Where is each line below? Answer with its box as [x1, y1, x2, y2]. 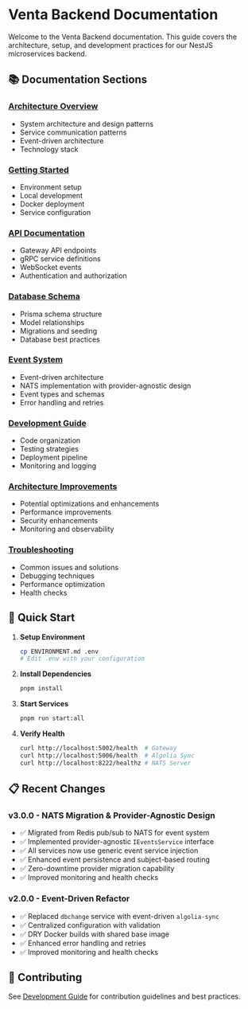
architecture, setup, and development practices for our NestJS [8, 40, 213, 49]
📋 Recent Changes [8, 782, 106, 796]
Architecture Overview [8, 101, 99, 112]
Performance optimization [19, 579, 106, 589]
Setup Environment [19, 632, 86, 642]
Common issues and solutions [19, 562, 119, 572]
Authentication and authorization [19, 271, 127, 280]
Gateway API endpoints [19, 245, 97, 256]
